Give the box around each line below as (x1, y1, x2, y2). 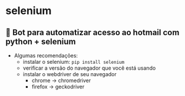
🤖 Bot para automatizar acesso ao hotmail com (5, 28, 180, 37)
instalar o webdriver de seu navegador (22, 71, 117, 77)
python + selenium (5, 36, 76, 46)
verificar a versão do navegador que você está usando (22, 64, 156, 71)
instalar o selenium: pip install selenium (22, 59, 125, 65)
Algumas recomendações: (14, 52, 78, 59)
